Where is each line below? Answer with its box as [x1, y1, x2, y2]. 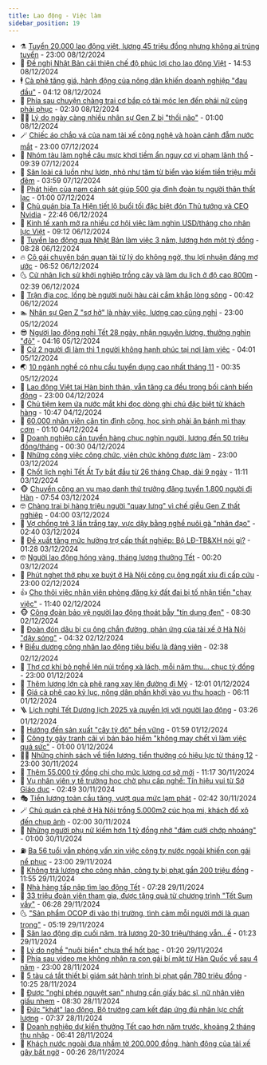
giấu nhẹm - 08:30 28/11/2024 [19, 996, 120, 1006]
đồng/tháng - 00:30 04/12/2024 [19, 441, 126, 451]
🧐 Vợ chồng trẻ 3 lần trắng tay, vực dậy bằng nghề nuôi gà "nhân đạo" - [19, 518, 256, 528]
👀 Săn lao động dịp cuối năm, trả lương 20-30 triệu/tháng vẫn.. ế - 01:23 [19, 928, 257, 938]
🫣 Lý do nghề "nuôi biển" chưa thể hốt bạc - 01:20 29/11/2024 [19, 945, 223, 955]
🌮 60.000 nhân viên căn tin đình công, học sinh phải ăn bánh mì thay [19, 416, 245, 425]
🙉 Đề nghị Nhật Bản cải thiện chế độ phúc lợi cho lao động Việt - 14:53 [19, 58, 252, 68]
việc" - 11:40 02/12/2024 [19, 599, 101, 608]
